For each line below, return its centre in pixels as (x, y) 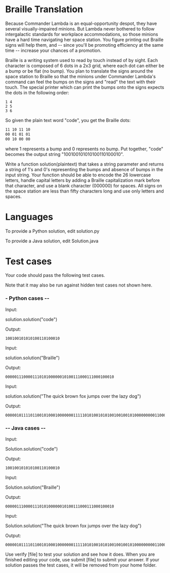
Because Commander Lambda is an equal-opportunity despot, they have (81, 23)
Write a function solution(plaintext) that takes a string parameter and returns (85, 164)
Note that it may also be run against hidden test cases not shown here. (79, 285)
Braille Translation (44, 9)
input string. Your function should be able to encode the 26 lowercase (78, 175)
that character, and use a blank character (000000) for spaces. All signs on (84, 185)
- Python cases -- (27, 298)
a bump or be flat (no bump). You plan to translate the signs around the (79, 71)
